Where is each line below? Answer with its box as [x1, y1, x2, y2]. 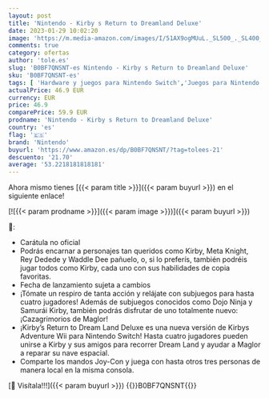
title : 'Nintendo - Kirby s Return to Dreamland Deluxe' [8, 19, 203, 27]
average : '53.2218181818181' [8, 161, 106, 169]
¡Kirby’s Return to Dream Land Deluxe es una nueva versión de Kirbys [19, 323, 250, 332]
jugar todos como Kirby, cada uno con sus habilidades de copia [19, 263, 231, 273]
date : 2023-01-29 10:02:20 [8, 26, 98, 34]
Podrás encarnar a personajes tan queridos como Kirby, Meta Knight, [19, 246, 249, 256]
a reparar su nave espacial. [19, 348, 110, 358]
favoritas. [19, 271, 52, 281]
